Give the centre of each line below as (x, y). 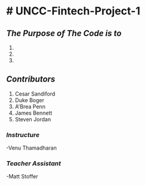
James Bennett (34, 113)
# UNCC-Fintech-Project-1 (73, 11)
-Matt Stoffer (22, 177)
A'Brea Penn (30, 106)
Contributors (31, 79)
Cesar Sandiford (35, 94)
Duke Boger (30, 100)
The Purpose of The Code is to (64, 33)
